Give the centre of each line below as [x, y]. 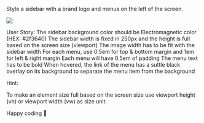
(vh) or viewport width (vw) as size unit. [57, 101]
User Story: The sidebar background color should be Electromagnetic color [101, 32]
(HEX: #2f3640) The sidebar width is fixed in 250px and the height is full [98, 39]
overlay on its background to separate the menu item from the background [101, 71]
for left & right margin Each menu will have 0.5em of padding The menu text [102, 58]
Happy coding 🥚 [27, 113]
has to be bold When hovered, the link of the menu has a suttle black [93, 65]
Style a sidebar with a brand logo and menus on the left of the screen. [95, 9]
